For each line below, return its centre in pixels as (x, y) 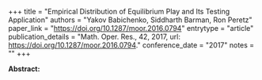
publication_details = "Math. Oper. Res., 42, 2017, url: (94, 36)
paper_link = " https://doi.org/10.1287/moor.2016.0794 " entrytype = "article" (131, 28)
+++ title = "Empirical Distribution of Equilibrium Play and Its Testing (119, 11)
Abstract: (24, 69)
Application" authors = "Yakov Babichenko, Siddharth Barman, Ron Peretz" (130, 20)
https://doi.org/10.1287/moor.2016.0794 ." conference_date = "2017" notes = (131, 45)
